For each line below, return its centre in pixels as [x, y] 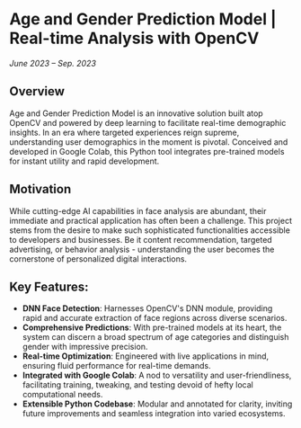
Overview [37, 91]
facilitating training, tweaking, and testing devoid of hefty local [137, 385]
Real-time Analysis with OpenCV [134, 38]
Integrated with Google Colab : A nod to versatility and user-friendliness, [157, 375]
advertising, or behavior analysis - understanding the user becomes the [142, 249]
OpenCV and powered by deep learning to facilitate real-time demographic [148, 122]
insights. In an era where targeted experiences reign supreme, [124, 132]
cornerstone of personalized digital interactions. [98, 259]
